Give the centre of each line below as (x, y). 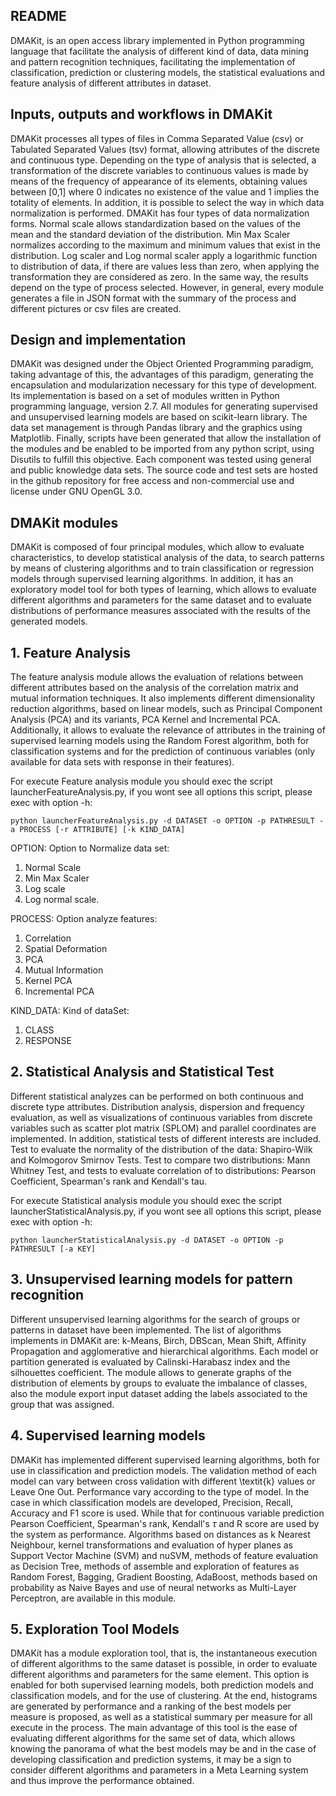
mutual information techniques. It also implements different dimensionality (163, 698)
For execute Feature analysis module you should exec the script (141, 781)
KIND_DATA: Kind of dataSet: (70, 1011)
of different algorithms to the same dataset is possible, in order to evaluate (164, 1664)
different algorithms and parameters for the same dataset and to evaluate (161, 600)
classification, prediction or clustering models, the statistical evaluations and (168, 72)
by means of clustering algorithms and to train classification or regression (162, 568)
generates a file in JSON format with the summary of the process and (153, 298)
